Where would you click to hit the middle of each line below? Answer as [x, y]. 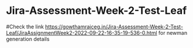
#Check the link [25, 27]
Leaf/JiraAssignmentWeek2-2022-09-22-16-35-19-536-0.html [82, 32]
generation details [28, 39]
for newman [173, 32]
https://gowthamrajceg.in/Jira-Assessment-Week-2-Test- [114, 27]
